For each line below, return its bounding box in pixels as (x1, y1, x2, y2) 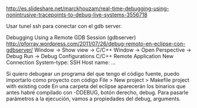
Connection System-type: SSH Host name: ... (6, 59, 116, 66)
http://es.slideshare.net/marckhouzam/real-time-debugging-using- (6, 5, 169, 12)
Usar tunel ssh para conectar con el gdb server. (6, 23, 122, 29)
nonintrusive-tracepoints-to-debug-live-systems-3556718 (6, 11, 147, 18)
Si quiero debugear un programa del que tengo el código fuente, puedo (6, 70, 180, 77)
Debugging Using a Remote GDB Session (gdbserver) (6, 34, 136, 41)
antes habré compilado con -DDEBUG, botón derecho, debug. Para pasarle (6, 89, 189, 96)
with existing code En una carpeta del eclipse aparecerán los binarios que (6, 83, 186, 90)
